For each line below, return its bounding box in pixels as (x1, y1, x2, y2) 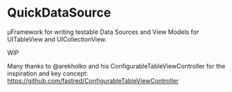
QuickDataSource (7, 5, 111, 21)
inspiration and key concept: (7, 69, 89, 77)
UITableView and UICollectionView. (7, 35, 107, 43)
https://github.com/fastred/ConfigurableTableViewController (7, 76, 179, 84)
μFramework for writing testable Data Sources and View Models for (7, 28, 199, 36)
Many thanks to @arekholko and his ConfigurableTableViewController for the (7, 62, 226, 70)
